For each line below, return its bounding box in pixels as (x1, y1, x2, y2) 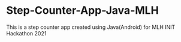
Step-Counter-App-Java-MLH (6, 4, 159, 17)
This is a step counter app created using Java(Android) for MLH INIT (6, 23, 176, 31)
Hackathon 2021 (6, 29, 47, 37)
